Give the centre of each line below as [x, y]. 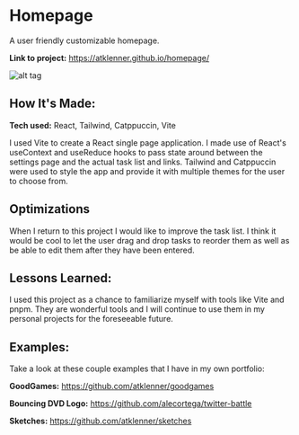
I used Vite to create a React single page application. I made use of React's [148, 142]
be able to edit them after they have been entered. [102, 250]
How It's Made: [53, 104]
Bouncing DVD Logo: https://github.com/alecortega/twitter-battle [131, 404]
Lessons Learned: [61, 278]
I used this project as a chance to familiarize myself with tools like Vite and [147, 300]
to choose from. [39, 181]
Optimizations [49, 209]
